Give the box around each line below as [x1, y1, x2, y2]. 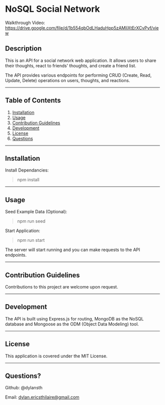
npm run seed [17, 218, 46, 224]
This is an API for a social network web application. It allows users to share [5, 58, 156, 63]
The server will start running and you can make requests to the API [5, 247, 140, 253]
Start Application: [5, 228, 40, 234]
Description [5, 44, 42, 53]
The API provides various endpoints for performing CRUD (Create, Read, [5, 72, 152, 78]
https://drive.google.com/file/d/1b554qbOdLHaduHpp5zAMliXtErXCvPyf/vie [5, 25, 159, 30]
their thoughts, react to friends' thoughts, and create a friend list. [5, 62, 137, 68]
